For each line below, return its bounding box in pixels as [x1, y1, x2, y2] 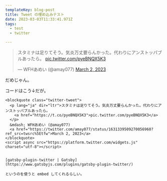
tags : [5, 21, 17, 27]
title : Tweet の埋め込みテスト [5, 12, 65, 17]
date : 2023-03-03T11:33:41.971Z [5, 17, 73, 22]
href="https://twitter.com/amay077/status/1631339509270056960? [16, 127, 154, 132]
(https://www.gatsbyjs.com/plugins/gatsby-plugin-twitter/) [5, 162, 134, 167]
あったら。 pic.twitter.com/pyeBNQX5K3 [22, 56, 106, 62]
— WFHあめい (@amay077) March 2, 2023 [17, 66, 106, 72]
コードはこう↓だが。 [5, 88, 49, 93]
